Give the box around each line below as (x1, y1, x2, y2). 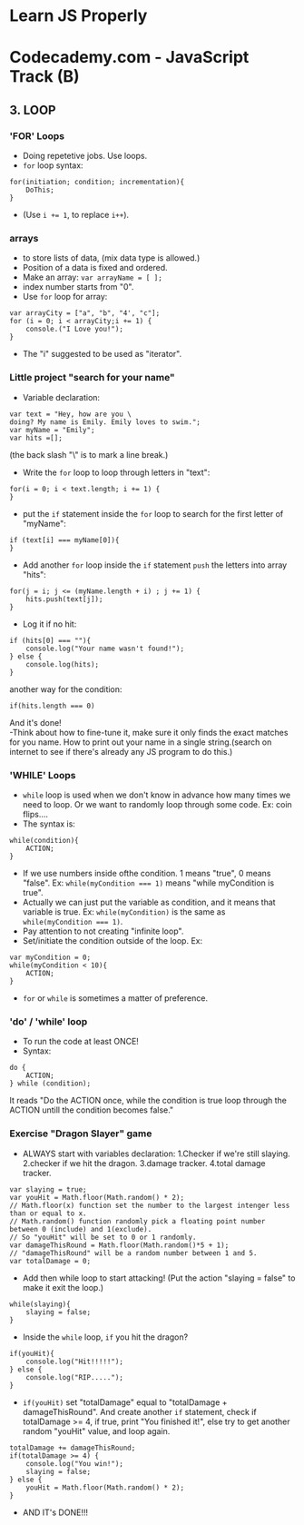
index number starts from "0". (22, 282, 134, 292)
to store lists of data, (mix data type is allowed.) (22, 253, 201, 263)
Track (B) (9, 66, 80, 87)
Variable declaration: (22, 391, 101, 402)
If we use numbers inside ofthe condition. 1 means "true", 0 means (22, 867, 271, 878)
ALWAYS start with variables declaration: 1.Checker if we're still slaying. (22, 1148, 290, 1159)
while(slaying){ (9, 1300, 71, 1309)
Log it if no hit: (22, 619, 77, 629)
